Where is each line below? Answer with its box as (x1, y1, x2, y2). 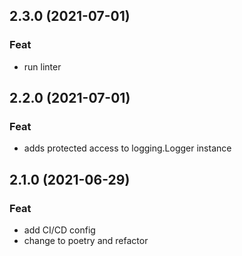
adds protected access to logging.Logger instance (23, 142, 232, 154)
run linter (23, 60, 62, 73)
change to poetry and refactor (23, 235, 149, 247)
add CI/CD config (23, 224, 96, 236)
